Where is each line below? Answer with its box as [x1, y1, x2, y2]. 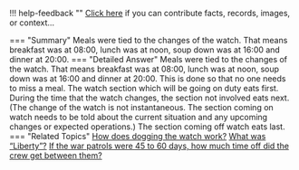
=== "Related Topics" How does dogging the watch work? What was [9, 131, 266, 141]
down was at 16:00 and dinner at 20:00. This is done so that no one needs [9, 73, 286, 84]
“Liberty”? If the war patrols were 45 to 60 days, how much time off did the [9, 140, 290, 151]
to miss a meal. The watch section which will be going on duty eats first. [9, 83, 279, 93]
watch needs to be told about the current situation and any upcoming [9, 112, 268, 122]
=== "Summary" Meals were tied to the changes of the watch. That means [9, 35, 288, 45]
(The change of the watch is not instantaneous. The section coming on [9, 102, 274, 112]
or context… [9, 17, 55, 28]
